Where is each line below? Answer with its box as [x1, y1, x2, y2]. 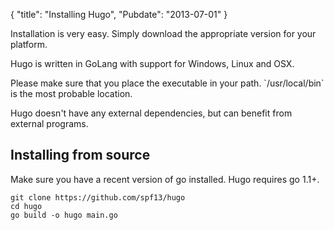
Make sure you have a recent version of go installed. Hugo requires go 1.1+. [10, 173, 320, 185]
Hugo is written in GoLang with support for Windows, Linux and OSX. [10, 58, 295, 69]
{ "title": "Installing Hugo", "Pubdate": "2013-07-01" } [10, 9, 228, 20]
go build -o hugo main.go [10, 210, 118, 220]
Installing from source [10, 147, 151, 164]
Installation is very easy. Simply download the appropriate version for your [10, 28, 317, 39]
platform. [10, 39, 48, 50]
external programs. [10, 118, 89, 129]
